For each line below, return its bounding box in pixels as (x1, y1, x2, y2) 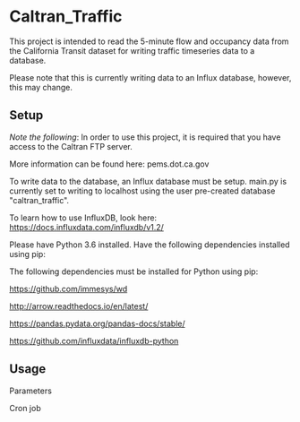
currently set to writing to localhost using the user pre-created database (9, 185, 276, 196)
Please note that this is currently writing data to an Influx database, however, (9, 72, 292, 82)
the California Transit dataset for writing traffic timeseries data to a (9, 45, 255, 56)
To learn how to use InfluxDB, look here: (9, 212, 158, 223)
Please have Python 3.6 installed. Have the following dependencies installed (9, 239, 290, 250)
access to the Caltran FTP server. (9, 141, 133, 151)
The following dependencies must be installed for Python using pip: (9, 266, 259, 277)
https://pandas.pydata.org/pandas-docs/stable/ (9, 318, 185, 329)
